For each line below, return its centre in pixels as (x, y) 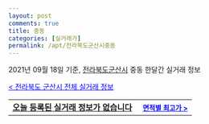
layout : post (30, 16)
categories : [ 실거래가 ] (45, 38)
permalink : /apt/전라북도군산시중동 (62, 46)
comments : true (34, 23)
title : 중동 (27, 31)
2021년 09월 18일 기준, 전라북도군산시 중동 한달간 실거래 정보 (104, 70)
